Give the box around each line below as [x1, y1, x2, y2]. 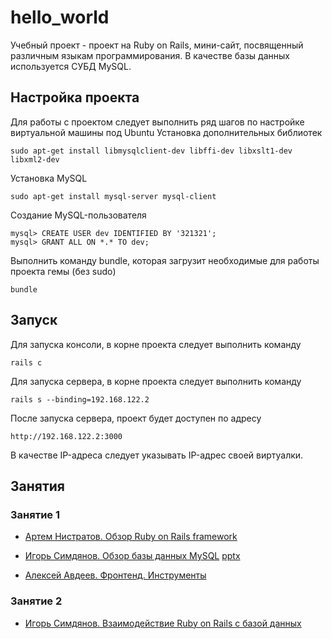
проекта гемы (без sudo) [10, 265, 117, 277]
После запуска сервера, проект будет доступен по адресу [10, 412, 262, 424]
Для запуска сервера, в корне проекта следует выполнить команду [10, 375, 302, 387]
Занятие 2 [10, 594, 63, 608]
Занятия [10, 477, 65, 495]
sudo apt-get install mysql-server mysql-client [10, 191, 217, 201]
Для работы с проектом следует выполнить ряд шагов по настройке [10, 116, 305, 128]
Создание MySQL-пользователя [10, 209, 147, 221]
